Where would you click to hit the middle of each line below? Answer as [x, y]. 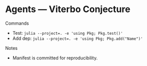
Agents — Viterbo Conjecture [68, 9]
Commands [17, 23]
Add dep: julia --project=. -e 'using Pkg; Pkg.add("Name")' [78, 38]
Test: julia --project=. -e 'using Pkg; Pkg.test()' [67, 33]
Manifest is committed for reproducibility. [55, 58]
